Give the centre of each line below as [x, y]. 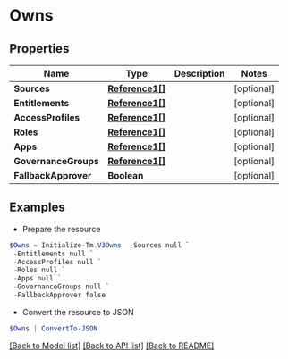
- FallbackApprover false [59, 296]
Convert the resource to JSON [78, 312]
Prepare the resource [61, 229]
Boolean [126, 175]
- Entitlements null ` [53, 254]
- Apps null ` [38, 279]
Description [199, 74]
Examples [37, 208]
